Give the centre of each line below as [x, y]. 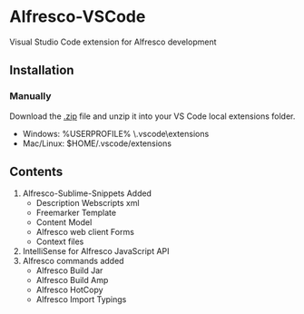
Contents [36, 172]
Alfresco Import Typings [81, 299]
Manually [30, 96]
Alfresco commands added [73, 261]
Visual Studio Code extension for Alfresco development [113, 42]
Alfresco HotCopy [69, 290]
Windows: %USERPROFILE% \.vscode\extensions [116, 133]
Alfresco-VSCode [78, 17]
